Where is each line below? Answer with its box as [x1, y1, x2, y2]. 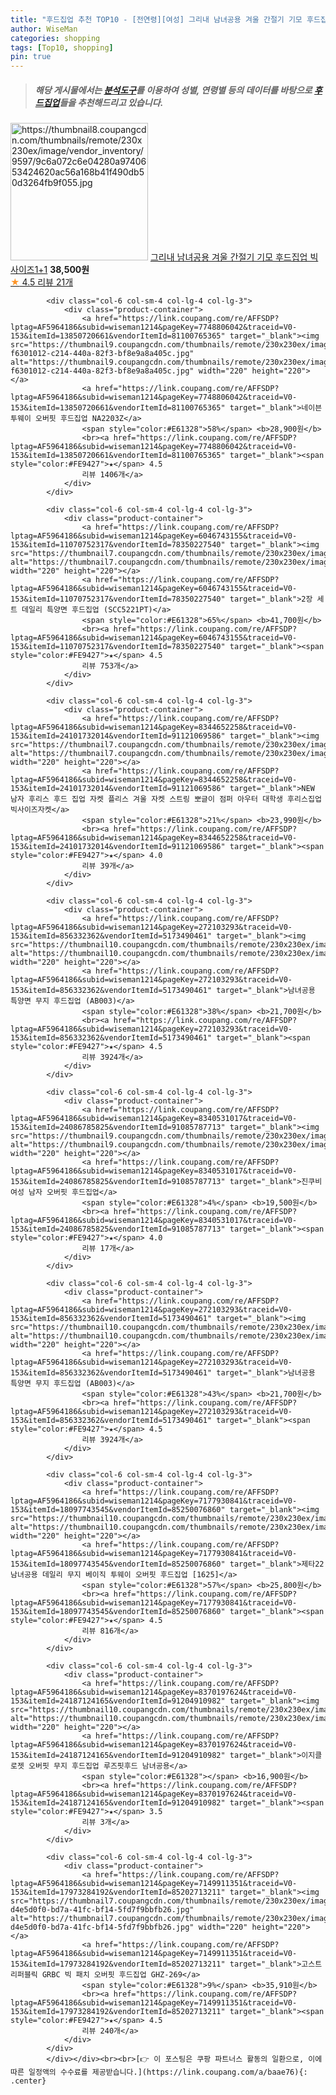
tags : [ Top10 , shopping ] [10, 42, 114, 53]
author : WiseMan [10, 24, 78, 34]
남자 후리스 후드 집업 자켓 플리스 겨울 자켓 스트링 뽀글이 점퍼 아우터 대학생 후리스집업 [10, 794, 322, 805]
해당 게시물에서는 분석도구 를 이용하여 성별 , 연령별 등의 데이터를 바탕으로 [34, 84, 313, 96]
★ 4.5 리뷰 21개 [10, 276, 74, 288]
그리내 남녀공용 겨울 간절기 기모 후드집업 [149, 251, 308, 263]
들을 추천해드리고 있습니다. [59, 96, 164, 108]
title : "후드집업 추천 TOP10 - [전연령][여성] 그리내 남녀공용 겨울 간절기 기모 [10, 14, 303, 25]
